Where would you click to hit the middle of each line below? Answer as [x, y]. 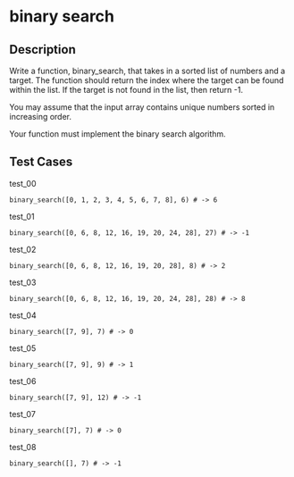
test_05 [23, 348]
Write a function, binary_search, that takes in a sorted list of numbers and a [147, 71]
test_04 [23, 315]
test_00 [23, 183]
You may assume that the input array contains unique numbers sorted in [142, 107]
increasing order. [41, 117]
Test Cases [41, 162]
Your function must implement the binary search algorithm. [118, 134]
